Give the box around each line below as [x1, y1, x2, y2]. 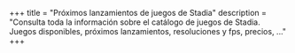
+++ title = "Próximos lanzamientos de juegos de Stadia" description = [9, 8, 268, 18]
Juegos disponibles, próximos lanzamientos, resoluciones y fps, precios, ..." [9, 26, 286, 36]
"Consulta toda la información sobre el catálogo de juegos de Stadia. [9, 17, 260, 27]
